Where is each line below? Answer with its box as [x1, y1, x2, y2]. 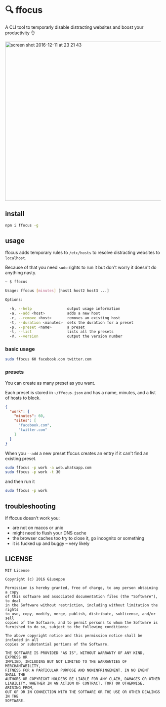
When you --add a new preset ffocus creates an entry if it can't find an [5, 450, 149, 456]
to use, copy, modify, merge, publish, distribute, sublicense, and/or [5, 611, 156, 616]
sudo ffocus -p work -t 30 [5, 470, 61, 474]
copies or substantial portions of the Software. [5, 642, 110, 647]
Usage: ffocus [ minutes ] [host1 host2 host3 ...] [5, 289, 110, 294]
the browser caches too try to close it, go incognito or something [12, 535, 145, 541]
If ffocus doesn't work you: [5, 515, 60, 521]
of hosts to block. [5, 395, 41, 401]
